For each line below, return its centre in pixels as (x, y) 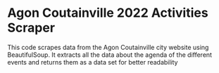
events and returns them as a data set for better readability (93, 62)
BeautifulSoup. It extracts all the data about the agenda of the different (110, 55)
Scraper (31, 28)
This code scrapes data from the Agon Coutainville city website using (108, 47)
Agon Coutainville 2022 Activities (108, 13)
